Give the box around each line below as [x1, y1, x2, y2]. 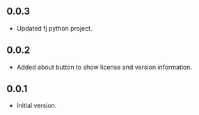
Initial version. [16, 101, 57, 110]
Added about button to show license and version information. [16, 63, 193, 71]
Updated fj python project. [16, 24, 93, 32]
